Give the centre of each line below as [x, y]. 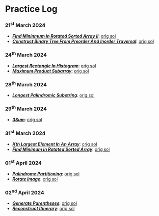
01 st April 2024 [24, 162]
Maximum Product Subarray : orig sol [51, 71]
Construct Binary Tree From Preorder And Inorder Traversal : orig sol [83, 41]
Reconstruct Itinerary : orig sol [43, 209]
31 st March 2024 [25, 133]
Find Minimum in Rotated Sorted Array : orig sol [61, 149]
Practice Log [31, 9]
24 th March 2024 [26, 54]
